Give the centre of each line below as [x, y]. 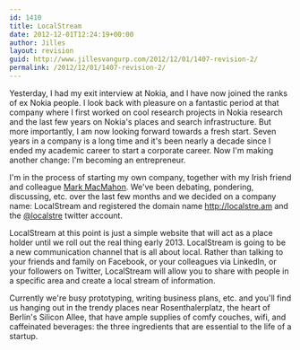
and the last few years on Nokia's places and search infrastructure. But [140, 121]
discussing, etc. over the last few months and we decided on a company [143, 196]
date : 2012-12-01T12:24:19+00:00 [72, 34]
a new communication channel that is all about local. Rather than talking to [146, 251]
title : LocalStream [46, 26]
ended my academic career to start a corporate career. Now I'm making [141, 150]
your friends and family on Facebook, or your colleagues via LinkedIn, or [143, 261]
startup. [24, 336]
